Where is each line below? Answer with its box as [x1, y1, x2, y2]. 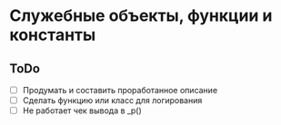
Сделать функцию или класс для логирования [22, 95, 203, 106]
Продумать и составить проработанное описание [22, 85, 218, 95]
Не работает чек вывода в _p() [22, 105, 143, 116]
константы [9, 24, 96, 45]
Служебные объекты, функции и [9, 5, 273, 26]
